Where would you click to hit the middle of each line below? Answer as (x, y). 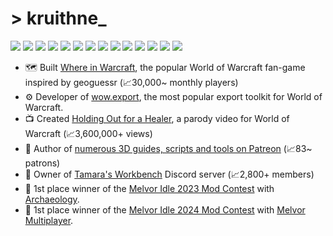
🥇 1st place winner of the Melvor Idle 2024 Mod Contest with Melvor (165, 209)
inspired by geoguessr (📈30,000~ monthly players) (131, 82)
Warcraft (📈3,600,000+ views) (88, 133)
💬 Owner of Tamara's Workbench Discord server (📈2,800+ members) (169, 174)
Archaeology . (52, 199)
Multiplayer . (49, 220)
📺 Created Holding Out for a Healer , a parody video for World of (157, 118)
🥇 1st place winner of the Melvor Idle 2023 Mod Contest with (149, 188)
